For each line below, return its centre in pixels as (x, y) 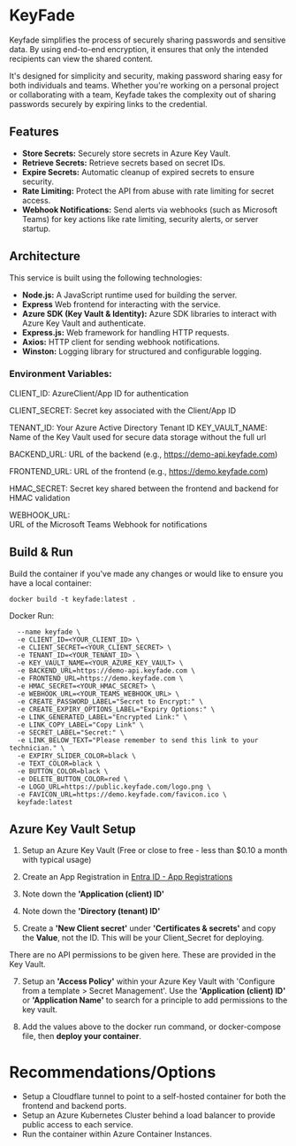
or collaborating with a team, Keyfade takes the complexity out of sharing (143, 95)
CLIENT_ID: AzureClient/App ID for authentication (99, 393)
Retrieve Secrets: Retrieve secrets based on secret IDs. (123, 162)
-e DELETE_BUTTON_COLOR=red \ (72, 779)
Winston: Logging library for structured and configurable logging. (142, 351)
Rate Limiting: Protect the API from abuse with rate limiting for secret (148, 190)
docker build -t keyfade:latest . (73, 599)
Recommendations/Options (113, 1072)
